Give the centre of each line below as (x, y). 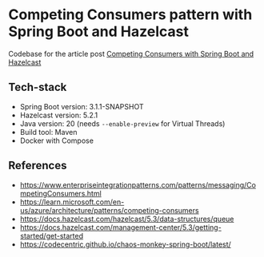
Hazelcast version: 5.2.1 (59, 115)
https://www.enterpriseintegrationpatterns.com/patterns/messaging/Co (138, 184)
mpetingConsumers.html (60, 193)
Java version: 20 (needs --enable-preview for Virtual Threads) (122, 123)
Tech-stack (38, 87)
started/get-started (52, 235)
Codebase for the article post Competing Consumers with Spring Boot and (131, 53)
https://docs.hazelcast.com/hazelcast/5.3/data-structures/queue (127, 219)
